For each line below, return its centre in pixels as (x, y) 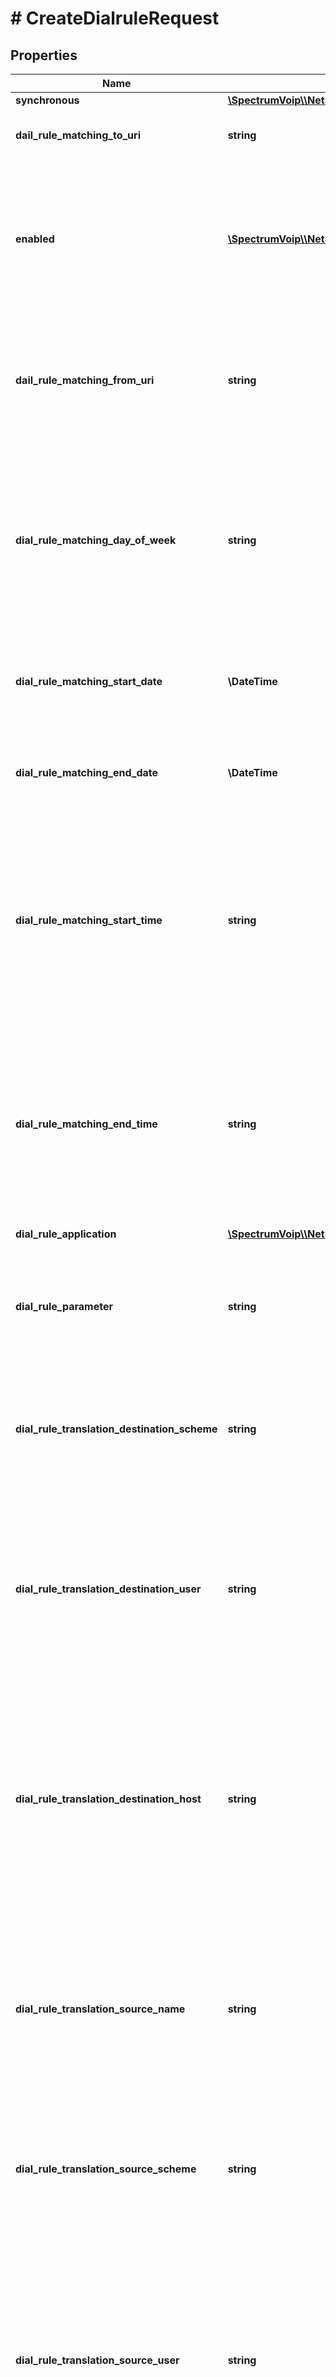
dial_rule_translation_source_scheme (106, 2169)
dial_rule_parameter (64, 1306)
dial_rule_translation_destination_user (108, 1589)
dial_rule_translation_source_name (100, 2009)
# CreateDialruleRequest (115, 18)
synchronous (47, 100)
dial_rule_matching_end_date (87, 772)
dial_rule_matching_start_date (89, 681)
